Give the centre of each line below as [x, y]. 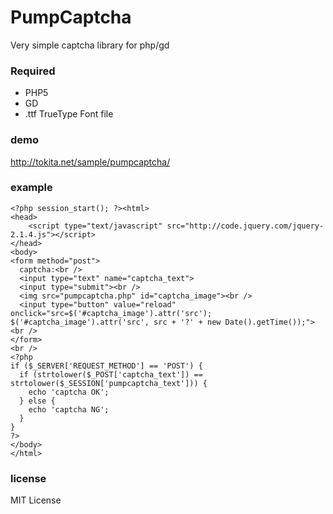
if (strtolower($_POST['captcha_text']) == [111, 374]
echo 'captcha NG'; [69, 409]
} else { [37, 401]
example [31, 188]
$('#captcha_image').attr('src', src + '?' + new [116, 322]
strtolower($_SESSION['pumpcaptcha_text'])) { [109, 383]
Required [33, 71]
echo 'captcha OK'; [69, 392]
